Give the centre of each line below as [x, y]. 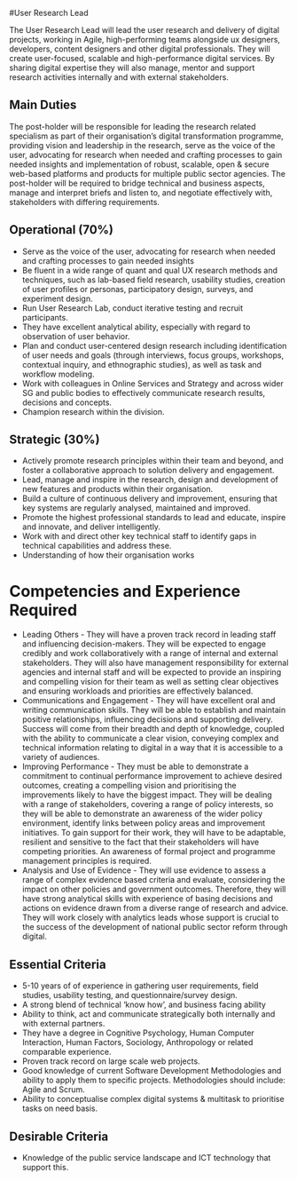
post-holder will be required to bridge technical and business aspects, [137, 183]
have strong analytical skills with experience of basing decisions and [147, 899]
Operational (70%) [61, 230]
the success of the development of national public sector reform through [155, 927]
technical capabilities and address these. [97, 546]
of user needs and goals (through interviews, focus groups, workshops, [153, 355]
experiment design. [57, 298]
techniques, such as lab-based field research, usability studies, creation [153, 280]
